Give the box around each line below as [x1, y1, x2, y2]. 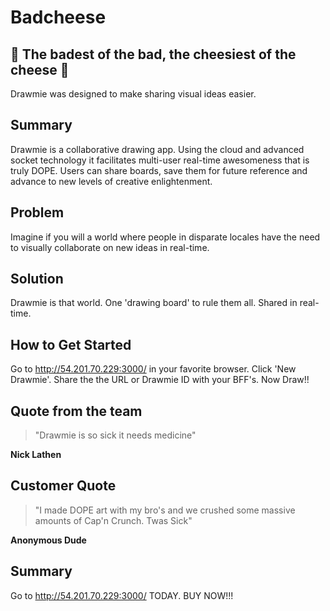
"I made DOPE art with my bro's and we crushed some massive [34, 504, 296, 516]
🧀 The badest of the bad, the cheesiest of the [10, 46, 297, 63]
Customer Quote [10, 477, 117, 495]
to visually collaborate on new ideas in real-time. [10, 241, 210, 253]
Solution [10, 271, 64, 288]
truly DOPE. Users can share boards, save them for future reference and [10, 164, 308, 176]
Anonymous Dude [10, 534, 87, 546]
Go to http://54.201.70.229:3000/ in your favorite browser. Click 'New [10, 363, 297, 375]
